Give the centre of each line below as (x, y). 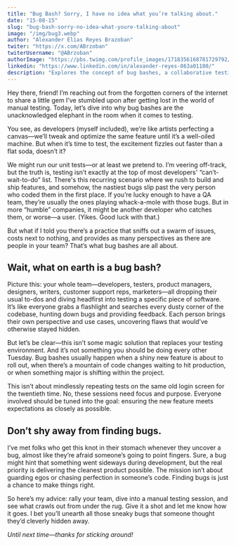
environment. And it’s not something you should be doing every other (107, 350)
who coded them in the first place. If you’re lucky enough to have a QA (110, 195)
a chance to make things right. (51, 485)
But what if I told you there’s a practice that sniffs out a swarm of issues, (112, 230)
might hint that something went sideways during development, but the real (115, 463)
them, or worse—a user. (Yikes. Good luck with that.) (84, 217)
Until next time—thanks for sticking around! (70, 535)
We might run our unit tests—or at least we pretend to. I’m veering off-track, (117, 164)
